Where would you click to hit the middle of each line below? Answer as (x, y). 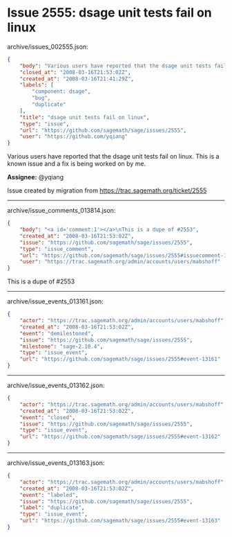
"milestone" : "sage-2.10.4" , (61, 346)
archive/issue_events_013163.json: (56, 463)
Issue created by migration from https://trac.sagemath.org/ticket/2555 (107, 191)
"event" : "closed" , (48, 417)
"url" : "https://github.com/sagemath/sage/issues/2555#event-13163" (120, 521)
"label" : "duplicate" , (52, 508)
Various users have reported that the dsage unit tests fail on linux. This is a (113, 157)
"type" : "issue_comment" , (57, 249)
